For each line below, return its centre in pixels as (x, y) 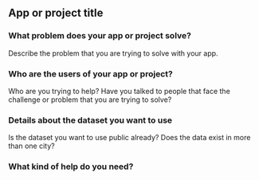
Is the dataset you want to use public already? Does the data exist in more (129, 138)
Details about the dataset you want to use (90, 120)
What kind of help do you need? (71, 166)
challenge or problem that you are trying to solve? (90, 100)
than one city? (31, 146)
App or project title (56, 13)
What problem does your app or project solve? (100, 36)
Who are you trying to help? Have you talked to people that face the (120, 91)
